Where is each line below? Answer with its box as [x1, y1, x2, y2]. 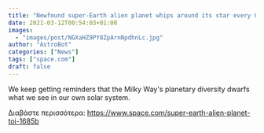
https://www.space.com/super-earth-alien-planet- [86, 108, 251, 117]
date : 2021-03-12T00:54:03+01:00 [8, 19, 118, 27]
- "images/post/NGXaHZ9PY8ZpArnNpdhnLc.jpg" [15, 33, 163, 42]
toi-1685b [8, 116, 39, 126]
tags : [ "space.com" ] [8, 56, 76, 64]
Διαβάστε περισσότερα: [8, 108, 86, 117]
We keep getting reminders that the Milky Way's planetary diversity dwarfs [8, 84, 250, 94]
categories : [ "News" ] [8, 48, 79, 56]
